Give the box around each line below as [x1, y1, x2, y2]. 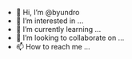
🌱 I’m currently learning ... [15, 25, 102, 33]
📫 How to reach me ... [15, 42, 90, 51]
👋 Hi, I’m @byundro [15, 8, 80, 17]
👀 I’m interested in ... [15, 16, 84, 26]
